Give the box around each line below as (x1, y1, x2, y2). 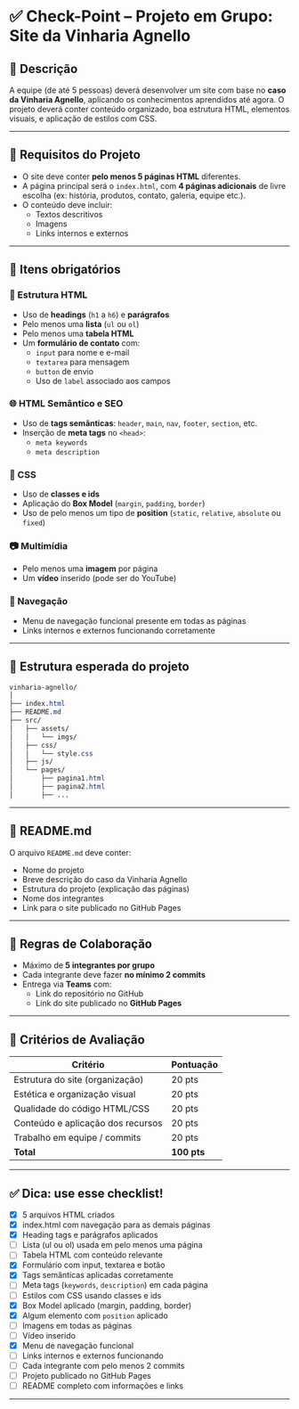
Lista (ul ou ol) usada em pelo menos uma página (21, 1240, 203, 1250)
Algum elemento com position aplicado (21, 1310, 169, 1321)
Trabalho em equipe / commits (13, 1132, 141, 1144)
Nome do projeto (21, 864, 85, 875)
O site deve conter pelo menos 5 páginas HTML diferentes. (21, 171, 241, 182)
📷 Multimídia (9, 540, 69, 553)
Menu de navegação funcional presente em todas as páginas (21, 615, 246, 626)
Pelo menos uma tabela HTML (21, 328, 134, 339)
